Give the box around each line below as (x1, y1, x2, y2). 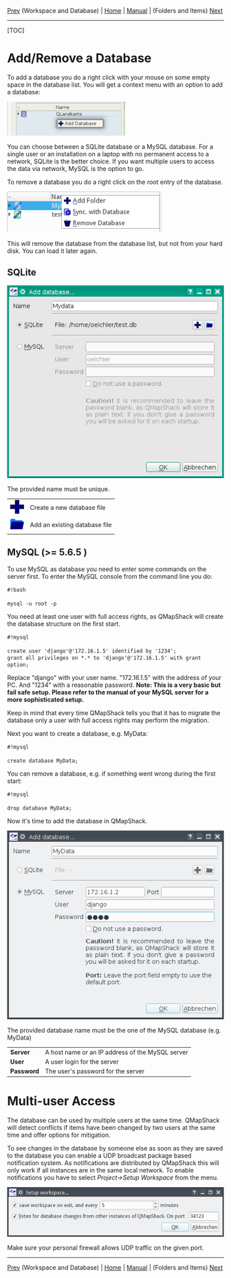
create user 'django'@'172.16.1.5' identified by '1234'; (7, 648, 177, 655)
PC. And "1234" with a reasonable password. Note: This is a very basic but (7, 681, 221, 689)
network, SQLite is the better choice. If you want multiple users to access (7, 157, 214, 165)
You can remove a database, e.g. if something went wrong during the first (7, 769, 216, 778)
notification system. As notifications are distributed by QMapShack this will (7, 1158, 219, 1167)
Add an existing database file (30, 521, 112, 529)
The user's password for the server (45, 1067, 145, 1075)
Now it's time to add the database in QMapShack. (7, 816, 148, 825)
